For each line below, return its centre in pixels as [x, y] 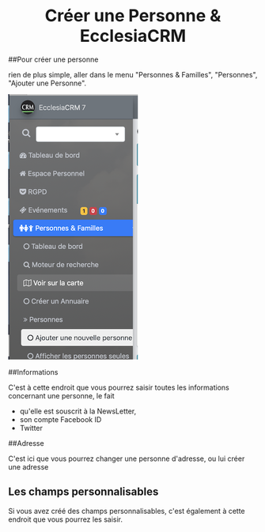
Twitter [31, 428]
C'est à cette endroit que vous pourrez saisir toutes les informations [119, 387]
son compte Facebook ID [61, 419]
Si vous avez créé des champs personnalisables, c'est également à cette [127, 511]
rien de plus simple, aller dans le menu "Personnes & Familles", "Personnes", [133, 74]
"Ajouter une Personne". [47, 83]
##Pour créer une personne [53, 59]
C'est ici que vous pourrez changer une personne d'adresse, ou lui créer [127, 458]
